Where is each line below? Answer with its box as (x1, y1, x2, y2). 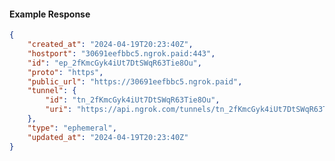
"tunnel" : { (27, 86, 77, 96)
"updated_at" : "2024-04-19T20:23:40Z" (27, 132, 189, 142)
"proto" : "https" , (27, 67, 104, 77)
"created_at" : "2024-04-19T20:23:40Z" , (27, 40, 194, 50)
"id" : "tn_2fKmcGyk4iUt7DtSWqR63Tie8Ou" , (45, 95, 221, 105)
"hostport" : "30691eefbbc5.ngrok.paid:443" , (27, 48, 216, 59)
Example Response (9, 8, 91, 20)
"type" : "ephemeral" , (27, 123, 117, 133)
